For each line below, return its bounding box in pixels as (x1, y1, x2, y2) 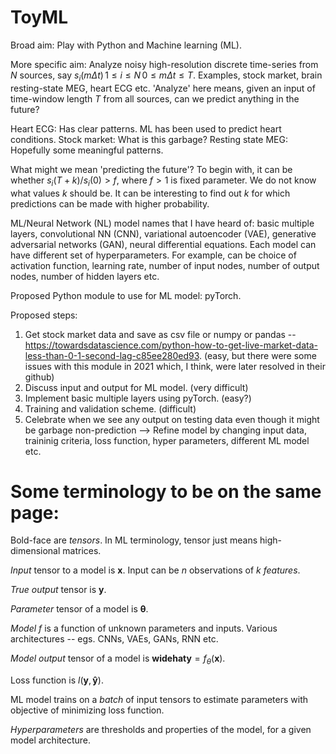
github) (24, 371, 55, 383)
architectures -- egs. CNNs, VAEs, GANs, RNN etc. (10, 633, 219, 645)
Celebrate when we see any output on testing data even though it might (24, 413, 320, 425)
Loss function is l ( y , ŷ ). (10, 674, 104, 686)
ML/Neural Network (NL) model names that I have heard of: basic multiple (10, 217, 315, 229)
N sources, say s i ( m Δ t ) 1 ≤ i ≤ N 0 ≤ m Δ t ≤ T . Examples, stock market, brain (10, 69, 323, 83)
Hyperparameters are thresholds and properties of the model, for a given (10, 724, 312, 736)
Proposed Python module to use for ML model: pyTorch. (10, 289, 242, 301)
